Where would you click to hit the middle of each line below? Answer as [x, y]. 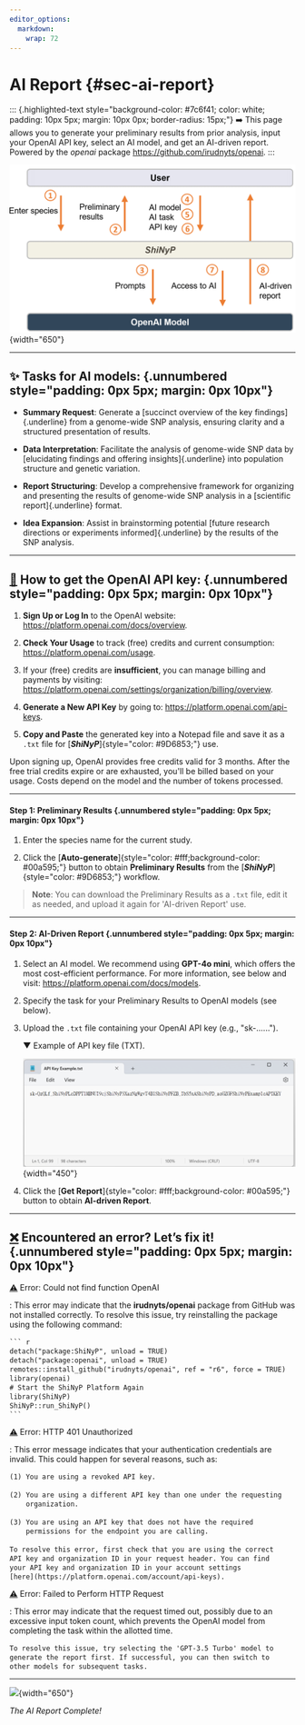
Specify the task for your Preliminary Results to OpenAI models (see [149, 1001]
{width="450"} [50, 1173]
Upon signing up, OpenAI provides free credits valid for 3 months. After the [150, 762]
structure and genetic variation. [81, 469]
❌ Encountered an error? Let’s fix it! [112, 1237]
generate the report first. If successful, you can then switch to [140, 1658]
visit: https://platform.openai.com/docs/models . [112, 982]
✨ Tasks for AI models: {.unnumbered [118, 377]
